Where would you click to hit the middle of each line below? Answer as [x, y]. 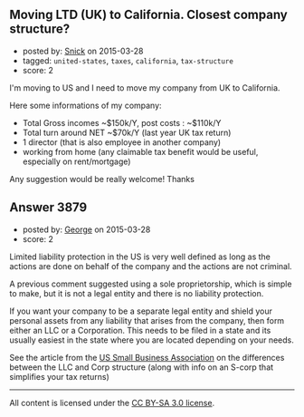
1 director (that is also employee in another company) [122, 142]
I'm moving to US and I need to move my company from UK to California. [145, 87]
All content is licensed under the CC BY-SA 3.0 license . [112, 402]
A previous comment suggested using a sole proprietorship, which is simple [151, 284]
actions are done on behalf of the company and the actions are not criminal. [151, 266]
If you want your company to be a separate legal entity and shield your [141, 311]
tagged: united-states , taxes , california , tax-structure [128, 60]
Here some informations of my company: [85, 105]
